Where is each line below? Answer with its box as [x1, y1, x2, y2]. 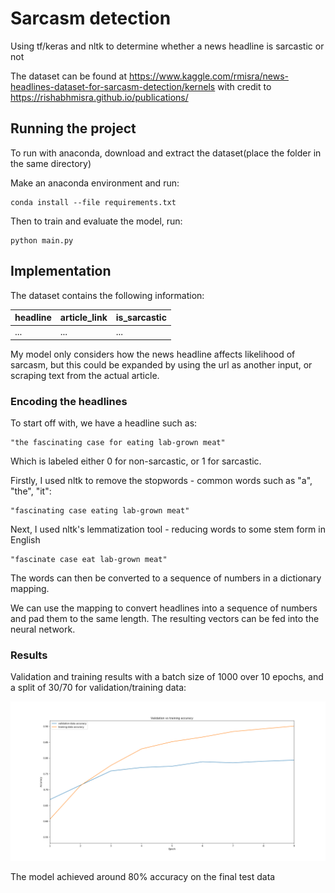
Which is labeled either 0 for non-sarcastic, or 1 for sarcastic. [10, 455, 262, 467]
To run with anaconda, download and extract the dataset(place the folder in [10, 147, 322, 159]
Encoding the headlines [10, 394, 128, 408]
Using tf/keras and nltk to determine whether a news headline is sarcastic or [10, 40, 325, 52]
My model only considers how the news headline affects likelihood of [10, 348, 296, 360]
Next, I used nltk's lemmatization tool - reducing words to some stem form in [10, 523, 326, 536]
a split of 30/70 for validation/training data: [10, 682, 187, 694]
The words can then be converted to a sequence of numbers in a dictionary [10, 572, 322, 584]
